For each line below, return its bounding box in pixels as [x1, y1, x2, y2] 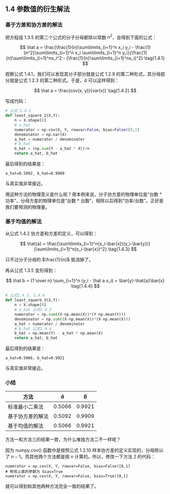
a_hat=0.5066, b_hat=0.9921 [5, 355, 65, 361]
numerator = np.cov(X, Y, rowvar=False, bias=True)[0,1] [5, 474, 128, 479]
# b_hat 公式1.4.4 [14, 326, 52, 331]
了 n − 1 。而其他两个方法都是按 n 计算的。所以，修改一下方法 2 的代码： [5, 454, 156, 460]
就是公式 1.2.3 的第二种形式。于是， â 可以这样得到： [9, 77, 119, 84]
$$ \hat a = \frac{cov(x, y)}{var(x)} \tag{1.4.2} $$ [33, 88, 137, 94]
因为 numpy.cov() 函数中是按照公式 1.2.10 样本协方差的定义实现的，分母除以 [5, 447, 163, 453]
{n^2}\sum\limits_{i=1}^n [23, 50, 74, 56]
